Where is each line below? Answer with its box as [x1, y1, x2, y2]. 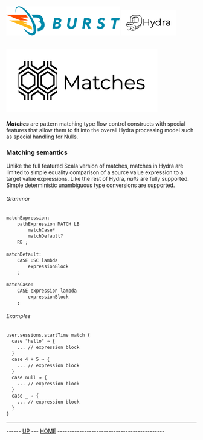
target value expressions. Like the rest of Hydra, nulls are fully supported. [6, 175, 189, 182]
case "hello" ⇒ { [11, 338, 56, 344]
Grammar [6, 195, 30, 203]
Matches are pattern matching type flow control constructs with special [6, 120, 185, 127]
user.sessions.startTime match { [6, 332, 91, 338]
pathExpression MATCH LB [17, 221, 80, 227]
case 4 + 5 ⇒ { [11, 356, 50, 362]
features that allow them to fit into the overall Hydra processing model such [6, 127, 194, 134]
